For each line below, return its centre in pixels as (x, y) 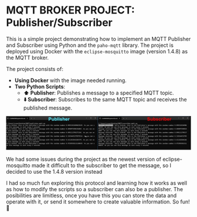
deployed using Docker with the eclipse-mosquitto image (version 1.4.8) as (97, 51)
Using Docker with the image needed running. (71, 80)
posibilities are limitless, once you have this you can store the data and (91, 195)
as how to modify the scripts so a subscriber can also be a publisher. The (95, 189)
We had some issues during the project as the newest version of (84, 159)
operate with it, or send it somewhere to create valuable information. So (93, 201)
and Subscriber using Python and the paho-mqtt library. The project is (90, 45)
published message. (47, 108)
